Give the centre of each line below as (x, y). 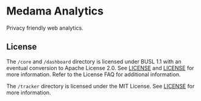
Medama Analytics (55, 11)
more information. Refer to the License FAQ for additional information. (93, 74)
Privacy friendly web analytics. (45, 28)
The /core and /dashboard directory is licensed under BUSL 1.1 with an (94, 61)
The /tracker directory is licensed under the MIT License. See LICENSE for (100, 86)
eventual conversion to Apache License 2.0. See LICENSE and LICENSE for (100, 68)
